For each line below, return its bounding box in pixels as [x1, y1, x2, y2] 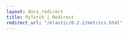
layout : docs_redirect [6, 8, 63, 15]
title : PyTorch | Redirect [6, 14, 74, 20]
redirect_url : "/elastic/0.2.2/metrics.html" [6, 20, 123, 26]
